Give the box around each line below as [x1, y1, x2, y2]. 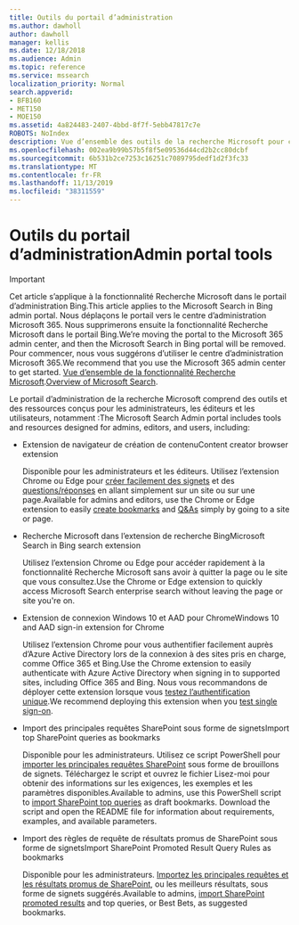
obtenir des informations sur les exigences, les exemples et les [21, 777, 254, 789]
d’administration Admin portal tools [9, 244, 273, 265]
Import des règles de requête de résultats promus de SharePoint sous [21, 832, 279, 843]
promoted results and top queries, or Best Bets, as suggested [21, 897, 247, 908]
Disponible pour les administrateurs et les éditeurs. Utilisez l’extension [21, 465, 279, 477]
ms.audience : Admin [9, 54, 82, 63]
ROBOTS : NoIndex [9, 129, 69, 138]
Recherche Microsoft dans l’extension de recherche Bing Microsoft [21, 530, 265, 541]
